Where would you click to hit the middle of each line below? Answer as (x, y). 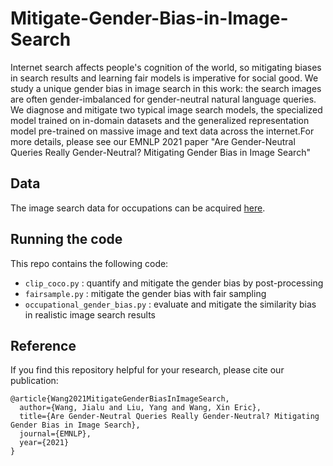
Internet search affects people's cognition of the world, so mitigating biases (166, 67)
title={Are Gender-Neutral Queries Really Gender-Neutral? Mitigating (169, 417)
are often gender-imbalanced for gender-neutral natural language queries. (163, 99)
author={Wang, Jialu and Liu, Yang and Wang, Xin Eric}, (140, 408)
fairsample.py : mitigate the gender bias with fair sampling (145, 293)
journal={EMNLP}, (55, 434)
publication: (34, 381)
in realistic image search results (90, 314)
